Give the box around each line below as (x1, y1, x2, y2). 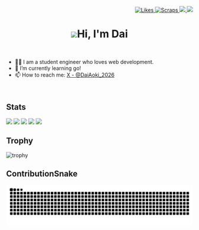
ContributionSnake (6, 168, 78, 178)
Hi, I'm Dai (76, 27, 129, 41)
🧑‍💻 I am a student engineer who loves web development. (14, 58, 154, 65)
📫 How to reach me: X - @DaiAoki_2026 (14, 71, 115, 78)
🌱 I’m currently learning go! (14, 65, 81, 72)
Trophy (6, 136, 34, 146)
